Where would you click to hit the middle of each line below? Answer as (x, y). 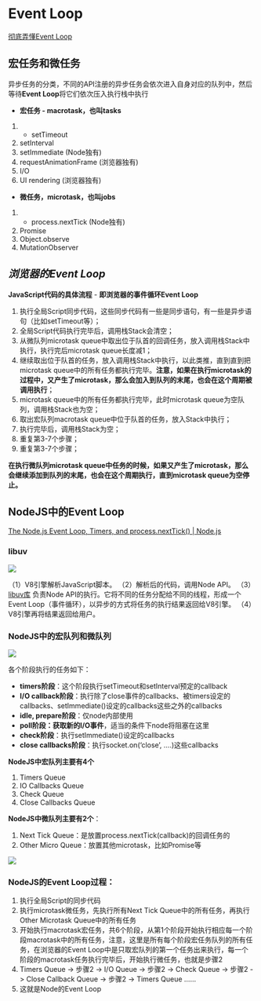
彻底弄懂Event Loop (40, 36)
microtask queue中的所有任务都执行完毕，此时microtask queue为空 (128, 399)
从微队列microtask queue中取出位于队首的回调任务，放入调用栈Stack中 (135, 340)
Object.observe (45, 239)
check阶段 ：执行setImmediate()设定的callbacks (97, 735)
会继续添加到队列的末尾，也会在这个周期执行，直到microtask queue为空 (125, 475)
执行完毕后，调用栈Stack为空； (70, 429)
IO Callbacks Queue (52, 785)
